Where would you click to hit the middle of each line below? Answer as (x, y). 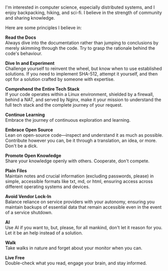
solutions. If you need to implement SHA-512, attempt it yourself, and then (81, 74)
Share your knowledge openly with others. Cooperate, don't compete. (77, 161)
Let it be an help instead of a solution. (44, 233)
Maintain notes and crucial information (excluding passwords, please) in (79, 176)
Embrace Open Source (29, 130)
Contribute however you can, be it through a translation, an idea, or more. (81, 141)
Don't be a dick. (22, 146)
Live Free (15, 258)
